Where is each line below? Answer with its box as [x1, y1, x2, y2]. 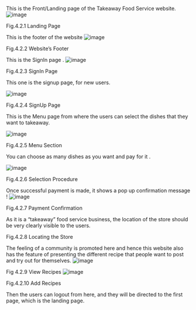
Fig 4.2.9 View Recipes [6, 269, 61, 275]
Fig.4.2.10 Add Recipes [6, 280, 61, 287]
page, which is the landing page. [6, 297, 85, 304]
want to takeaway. [6, 119, 50, 126]
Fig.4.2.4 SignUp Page [6, 102, 61, 109]
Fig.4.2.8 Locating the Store [6, 234, 73, 240]
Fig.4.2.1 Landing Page [6, 23, 61, 29]
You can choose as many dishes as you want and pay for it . [6, 153, 151, 160]
